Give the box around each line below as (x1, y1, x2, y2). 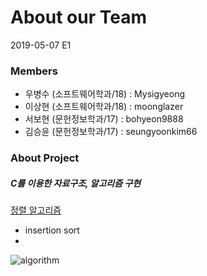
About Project (10, 151, 80, 165)
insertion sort (24, 224, 80, 236)
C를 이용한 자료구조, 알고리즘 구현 (10, 177, 142, 189)
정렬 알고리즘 (10, 204, 62, 216)
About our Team (10, 6, 147, 29)
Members (10, 64, 58, 78)
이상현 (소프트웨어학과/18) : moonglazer (24, 101, 184, 113)
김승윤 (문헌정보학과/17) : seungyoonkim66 (24, 126, 198, 138)
